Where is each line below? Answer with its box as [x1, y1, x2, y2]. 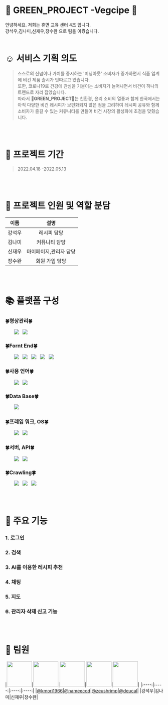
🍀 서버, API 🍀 [5, 444, 35, 451]
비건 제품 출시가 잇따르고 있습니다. [23, 76, 90, 82]
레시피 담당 [39, 229, 64, 236]
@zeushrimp [91, 688, 118, 694]
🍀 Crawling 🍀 [5, 469, 36, 476]
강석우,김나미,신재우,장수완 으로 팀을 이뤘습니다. [5, 28, 99, 34]
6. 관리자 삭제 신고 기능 [5, 608, 58, 615]
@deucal [119, 688, 137, 694]
